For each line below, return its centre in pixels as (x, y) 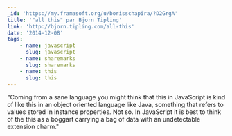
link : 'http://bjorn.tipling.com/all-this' (71, 26)
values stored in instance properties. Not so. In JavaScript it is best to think (114, 112)
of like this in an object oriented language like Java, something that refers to (115, 105)
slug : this (41, 78)
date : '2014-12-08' (35, 33)
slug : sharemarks (51, 65)
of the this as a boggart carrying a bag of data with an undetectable (104, 119)
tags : (15, 39)
